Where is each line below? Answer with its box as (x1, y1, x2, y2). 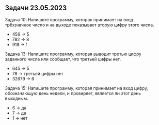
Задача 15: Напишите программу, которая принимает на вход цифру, (5, 85, 148, 91)
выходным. (5, 95, 28, 101)
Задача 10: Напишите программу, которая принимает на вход (5, 16, 133, 22)
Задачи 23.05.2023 (5, 4, 67, 12)
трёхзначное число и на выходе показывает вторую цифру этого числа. (5, 22, 154, 28)
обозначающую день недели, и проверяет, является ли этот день (5, 90, 141, 96)
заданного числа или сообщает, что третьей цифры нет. (5, 56, 121, 62)
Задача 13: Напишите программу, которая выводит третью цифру (5, 51, 142, 57)
